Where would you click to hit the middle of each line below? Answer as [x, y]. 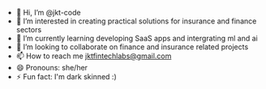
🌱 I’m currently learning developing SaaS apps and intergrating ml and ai [137, 38]
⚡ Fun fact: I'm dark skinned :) [66, 76]
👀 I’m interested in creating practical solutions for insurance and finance [136, 21]
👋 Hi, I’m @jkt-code [48, 13]
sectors [29, 30]
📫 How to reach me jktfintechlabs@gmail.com [94, 56]
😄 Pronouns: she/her [51, 68]
